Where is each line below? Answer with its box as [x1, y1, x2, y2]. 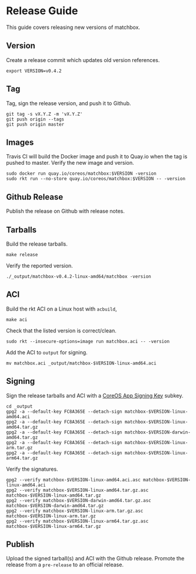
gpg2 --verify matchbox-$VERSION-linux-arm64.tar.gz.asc [6, 518, 149, 524]
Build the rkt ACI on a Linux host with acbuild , [6, 305, 117, 312]
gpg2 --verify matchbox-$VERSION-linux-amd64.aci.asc [6, 477, 141, 482]
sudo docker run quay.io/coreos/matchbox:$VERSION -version [6, 171, 157, 177]
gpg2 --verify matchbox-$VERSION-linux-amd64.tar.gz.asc [6, 487, 149, 493]
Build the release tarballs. [6, 240, 68, 247]
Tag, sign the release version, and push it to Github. [6, 99, 131, 107]
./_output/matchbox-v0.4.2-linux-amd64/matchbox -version [6, 273, 151, 279]
